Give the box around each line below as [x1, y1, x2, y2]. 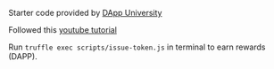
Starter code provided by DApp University [8, 8, 162, 18]
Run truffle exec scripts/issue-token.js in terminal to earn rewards [8, 42, 266, 52]
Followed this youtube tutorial [8, 25, 118, 34]
